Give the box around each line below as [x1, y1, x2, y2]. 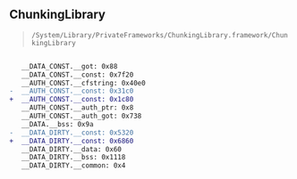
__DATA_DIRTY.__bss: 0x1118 [21, 153, 126, 162]
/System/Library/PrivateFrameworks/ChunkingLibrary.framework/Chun [30, 30, 288, 39]
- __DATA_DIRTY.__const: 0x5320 [9, 128, 134, 137]
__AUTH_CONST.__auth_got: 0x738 [21, 111, 142, 121]
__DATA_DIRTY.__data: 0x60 [21, 144, 123, 154]
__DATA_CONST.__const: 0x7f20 [21, 70, 134, 79]
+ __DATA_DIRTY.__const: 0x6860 [9, 136, 134, 145]
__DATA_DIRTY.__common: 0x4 [21, 161, 126, 170]
